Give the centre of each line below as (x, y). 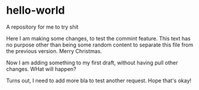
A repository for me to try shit (42, 27)
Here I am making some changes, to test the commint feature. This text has (98, 38)
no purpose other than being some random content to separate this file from (100, 45)
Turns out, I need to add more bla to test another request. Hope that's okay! (99, 80)
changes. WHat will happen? (41, 69)
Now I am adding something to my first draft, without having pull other (92, 63)
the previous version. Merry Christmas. (54, 51)
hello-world (36, 10)
